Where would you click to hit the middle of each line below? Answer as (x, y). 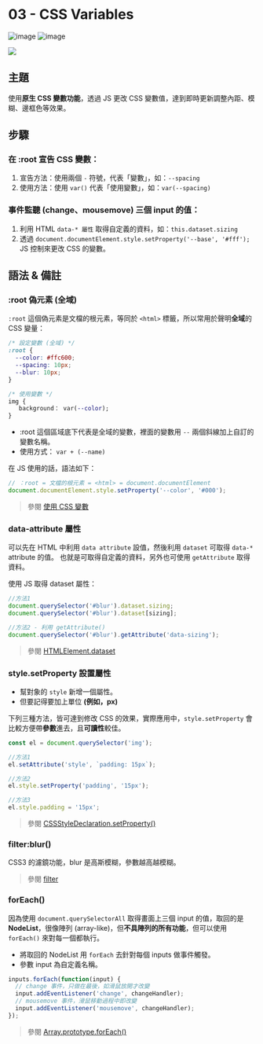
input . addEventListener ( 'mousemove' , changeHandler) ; (105, 1009)
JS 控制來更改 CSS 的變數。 (64, 248)
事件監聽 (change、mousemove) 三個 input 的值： (104, 210)
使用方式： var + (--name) (62, 452)
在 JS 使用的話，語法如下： (52, 469)
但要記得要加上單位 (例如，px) (68, 701)
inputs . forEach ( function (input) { (65, 979)
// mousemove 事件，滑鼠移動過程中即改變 (76, 1001)
